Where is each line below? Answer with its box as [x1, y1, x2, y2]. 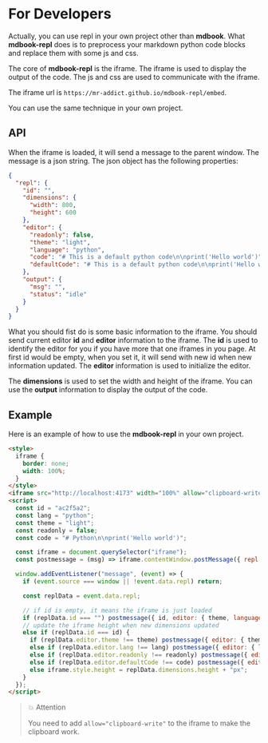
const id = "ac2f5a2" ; [15, 504, 91, 512]
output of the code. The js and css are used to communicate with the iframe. [8, 72, 260, 81]
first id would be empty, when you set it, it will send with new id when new [8, 352, 253, 362]
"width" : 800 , [29, 201, 77, 209]
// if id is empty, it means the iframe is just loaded [22, 606, 213, 614]
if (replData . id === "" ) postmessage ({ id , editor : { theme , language [22, 614, 262, 622]
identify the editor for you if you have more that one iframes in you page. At [8, 344, 256, 354]
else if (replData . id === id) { [22, 629, 130, 637]
